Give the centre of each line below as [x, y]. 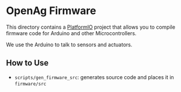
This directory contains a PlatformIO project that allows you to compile [91, 27]
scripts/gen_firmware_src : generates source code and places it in [94, 77]
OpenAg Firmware [51, 11]
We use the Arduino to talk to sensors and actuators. [69, 45]
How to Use [27, 63]
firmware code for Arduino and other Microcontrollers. [71, 33]
